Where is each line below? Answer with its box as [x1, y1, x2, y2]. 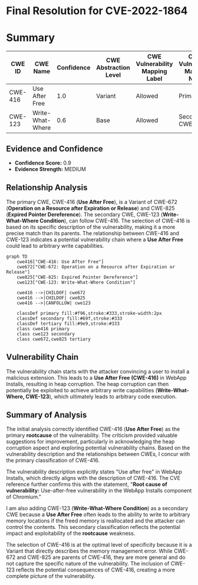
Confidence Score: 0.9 [14, 159, 72, 166]
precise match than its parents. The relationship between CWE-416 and [6, 229, 180, 236]
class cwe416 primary [16, 326, 70, 331]
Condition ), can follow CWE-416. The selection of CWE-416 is [39, 217, 190, 224]
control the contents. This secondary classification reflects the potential [6, 524, 181, 531]
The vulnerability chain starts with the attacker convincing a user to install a [6, 367, 190, 375]
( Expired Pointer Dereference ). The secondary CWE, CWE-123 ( [6, 211, 163, 218]
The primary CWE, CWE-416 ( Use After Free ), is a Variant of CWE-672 [6, 198, 178, 205]
